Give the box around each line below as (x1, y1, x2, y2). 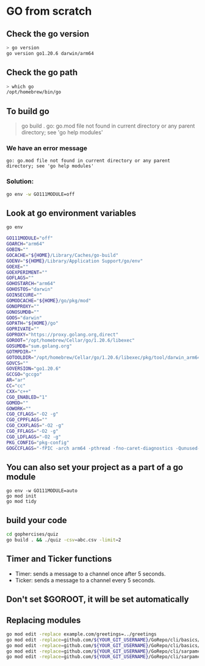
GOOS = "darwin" (6, 314, 43, 321)
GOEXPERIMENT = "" (6, 269, 48, 275)
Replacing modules (6, 615, 81, 625)
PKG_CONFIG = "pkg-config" (6, 440, 70, 446)
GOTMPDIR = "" (6, 349, 37, 355)
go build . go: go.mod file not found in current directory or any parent (21, 122, 195, 129)
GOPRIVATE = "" (6, 326, 40, 332)
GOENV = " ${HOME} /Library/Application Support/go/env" (6, 258, 143, 264)
